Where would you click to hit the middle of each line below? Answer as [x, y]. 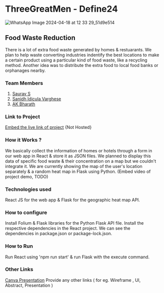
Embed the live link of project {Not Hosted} [48, 127]
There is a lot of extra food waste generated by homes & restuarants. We [78, 49]
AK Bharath [24, 104]
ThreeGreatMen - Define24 [62, 9]
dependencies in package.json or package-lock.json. [59, 233]
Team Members [24, 83]
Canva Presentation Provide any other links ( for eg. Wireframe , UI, [73, 280]
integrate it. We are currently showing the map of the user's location [74, 166]
